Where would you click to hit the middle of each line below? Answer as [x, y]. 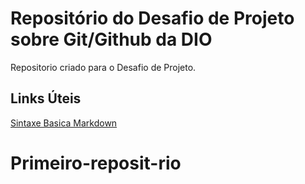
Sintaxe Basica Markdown [64, 123]
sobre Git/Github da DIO [111, 39]
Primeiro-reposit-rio [96, 163]
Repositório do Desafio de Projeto [152, 18]
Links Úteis [46, 98]
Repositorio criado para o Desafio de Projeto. [103, 67]
